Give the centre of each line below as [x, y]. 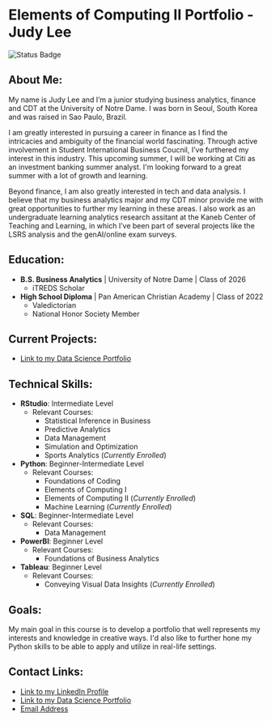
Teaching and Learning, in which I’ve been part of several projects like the [131, 225]
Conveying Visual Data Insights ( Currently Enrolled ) [130, 584]
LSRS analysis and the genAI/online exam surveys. [93, 234]
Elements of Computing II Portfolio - [131, 15]
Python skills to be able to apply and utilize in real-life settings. [112, 646]
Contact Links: [46, 672]
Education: [36, 260]
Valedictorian [54, 305]
